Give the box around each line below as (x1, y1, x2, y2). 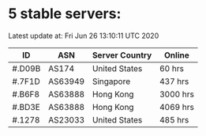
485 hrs (159, 114, 189, 125)
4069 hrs (159, 101, 195, 112)
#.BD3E (12, 101, 41, 112)
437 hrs (159, 76, 189, 87)
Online (164, 49, 189, 60)
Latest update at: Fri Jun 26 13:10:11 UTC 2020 (8, 31, 159, 40)
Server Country (92, 49, 152, 60)
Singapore (92, 76, 131, 87)
